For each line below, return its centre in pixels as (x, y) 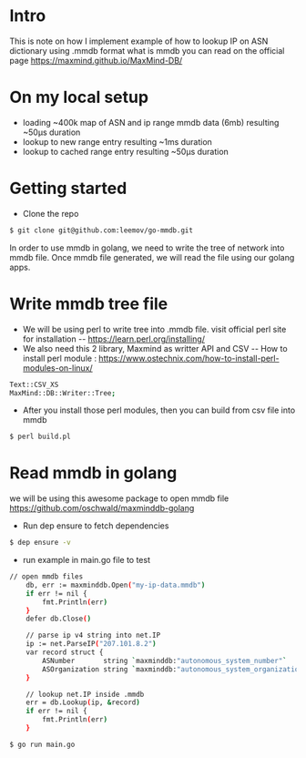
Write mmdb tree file (89, 304)
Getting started (68, 189)
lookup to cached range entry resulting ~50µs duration (126, 151)
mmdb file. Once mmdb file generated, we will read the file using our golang (152, 257)
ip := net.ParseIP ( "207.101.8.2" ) (91, 644)
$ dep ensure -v (40, 543)
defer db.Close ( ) (59, 619)
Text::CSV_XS (34, 384)
